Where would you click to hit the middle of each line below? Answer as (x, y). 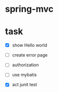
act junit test (25, 85)
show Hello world (29, 45)
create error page (30, 55)
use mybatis (24, 75)
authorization (25, 65)
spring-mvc (29, 9)
